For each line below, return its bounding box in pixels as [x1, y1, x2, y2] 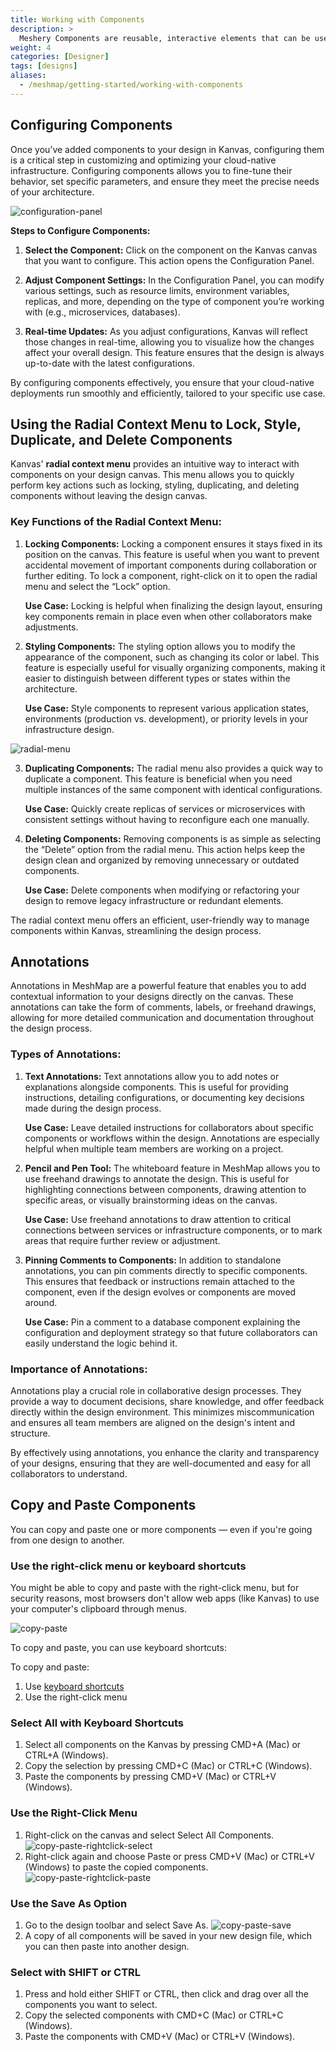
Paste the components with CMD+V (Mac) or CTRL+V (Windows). [24, 2031, 296, 2043]
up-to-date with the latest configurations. [24, 357, 195, 369]
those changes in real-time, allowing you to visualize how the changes [24, 336, 315, 348]
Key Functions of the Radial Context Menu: [10, 515, 222, 529]
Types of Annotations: [10, 1047, 122, 1061]
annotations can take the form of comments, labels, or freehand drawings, [10, 1001, 317, 1013]
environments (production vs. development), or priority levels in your [24, 712, 308, 725]
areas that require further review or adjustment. [24, 1234, 221, 1246]
